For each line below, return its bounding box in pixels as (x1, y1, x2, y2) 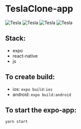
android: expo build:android (12, 91, 71, 97)
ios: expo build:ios (12, 86, 53, 92)
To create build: (5, 73, 55, 81)
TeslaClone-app (5, 3, 73, 15)
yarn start (5, 119, 28, 124)
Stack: (5, 34, 26, 43)
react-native (12, 53, 38, 59)
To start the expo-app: (5, 106, 76, 114)
